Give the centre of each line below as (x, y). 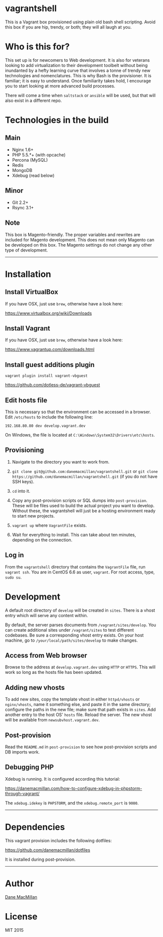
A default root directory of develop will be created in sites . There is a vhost (80, 610)
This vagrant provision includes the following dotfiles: (58, 840)
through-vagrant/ (22, 793)
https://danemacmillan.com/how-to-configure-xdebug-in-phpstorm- (73, 788)
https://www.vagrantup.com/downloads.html (50, 350)
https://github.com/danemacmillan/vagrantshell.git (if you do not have (85, 476)
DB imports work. (22, 752)
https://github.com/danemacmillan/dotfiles (48, 850)
